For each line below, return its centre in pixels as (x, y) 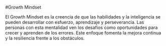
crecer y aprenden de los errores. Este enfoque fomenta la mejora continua (83, 33)
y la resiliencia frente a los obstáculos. (45, 38)
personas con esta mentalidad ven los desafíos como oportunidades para (81, 27)
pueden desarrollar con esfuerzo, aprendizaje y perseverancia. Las (75, 22)
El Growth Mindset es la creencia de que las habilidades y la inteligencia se (83, 17)
